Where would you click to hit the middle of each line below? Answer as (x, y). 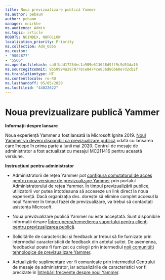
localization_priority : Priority (40, 42)
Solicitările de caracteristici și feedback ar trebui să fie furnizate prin (82, 237)
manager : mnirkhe (23, 23)
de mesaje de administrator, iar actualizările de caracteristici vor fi (79, 267)
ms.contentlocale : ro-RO (31, 79)
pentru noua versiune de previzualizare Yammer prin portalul (74, 181)
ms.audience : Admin (25, 28)
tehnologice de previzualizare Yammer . (52, 252)
